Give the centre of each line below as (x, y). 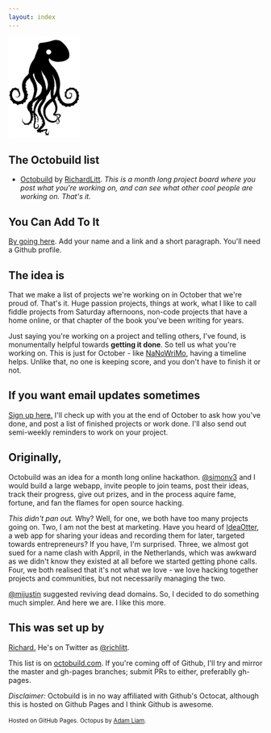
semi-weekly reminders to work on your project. (88, 432)
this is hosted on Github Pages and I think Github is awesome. (111, 704)
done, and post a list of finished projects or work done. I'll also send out (127, 423)
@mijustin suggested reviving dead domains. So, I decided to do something (134, 593)
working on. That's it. (55, 197)
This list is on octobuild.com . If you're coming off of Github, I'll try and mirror (135, 663)
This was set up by (56, 628)
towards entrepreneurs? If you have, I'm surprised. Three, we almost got (129, 544)
